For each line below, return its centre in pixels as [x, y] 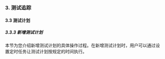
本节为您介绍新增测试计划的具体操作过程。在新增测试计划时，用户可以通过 [80, 45]
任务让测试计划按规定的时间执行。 [52, 52]
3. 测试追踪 [18, 7]
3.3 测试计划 [18, 20]
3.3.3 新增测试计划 [24, 32]
